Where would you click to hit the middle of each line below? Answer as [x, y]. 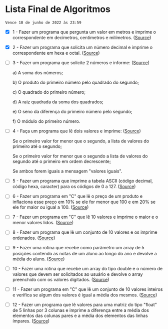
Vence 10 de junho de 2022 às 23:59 [43, 23]
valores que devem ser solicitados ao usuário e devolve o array [77, 274]
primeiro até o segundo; [37, 146]
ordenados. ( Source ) [34, 238]
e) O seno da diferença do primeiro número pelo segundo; [72, 112]
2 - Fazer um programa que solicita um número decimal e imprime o [82, 47]
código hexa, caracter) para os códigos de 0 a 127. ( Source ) [74, 187]
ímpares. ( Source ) [31, 321]
